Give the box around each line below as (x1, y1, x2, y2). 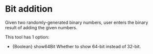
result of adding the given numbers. (5, 24, 77, 30)
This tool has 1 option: (5, 34, 50, 40)
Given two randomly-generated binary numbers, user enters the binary (5, 19, 149, 25)
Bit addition (5, 3, 53, 15)
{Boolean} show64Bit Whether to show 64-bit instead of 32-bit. (12, 43, 141, 49)
